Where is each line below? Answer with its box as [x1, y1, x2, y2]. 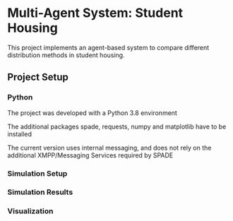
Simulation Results [7, 187, 73, 197]
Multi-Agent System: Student [7, 5, 184, 21]
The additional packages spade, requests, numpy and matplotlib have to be [7, 122, 227, 131]
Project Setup [7, 71, 69, 83]
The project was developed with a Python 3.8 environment [7, 108, 178, 117]
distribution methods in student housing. [7, 51, 125, 59]
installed [7, 129, 32, 138]
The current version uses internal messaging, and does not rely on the [7, 143, 212, 152]
